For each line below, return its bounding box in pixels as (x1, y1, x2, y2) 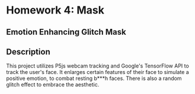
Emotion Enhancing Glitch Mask (6, 27, 126, 37)
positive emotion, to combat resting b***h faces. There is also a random (6, 75, 182, 82)
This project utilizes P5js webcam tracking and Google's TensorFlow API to (6, 62, 190, 69)
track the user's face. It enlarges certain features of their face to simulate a (6, 69, 190, 76)
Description (6, 46, 50, 56)
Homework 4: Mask (6, 4, 105, 17)
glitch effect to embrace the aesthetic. (6, 81, 100, 88)
